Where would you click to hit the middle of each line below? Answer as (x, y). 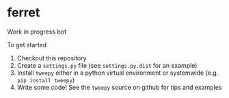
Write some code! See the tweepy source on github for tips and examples (119, 87)
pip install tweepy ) (46, 79)
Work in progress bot (37, 32)
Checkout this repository (52, 58)
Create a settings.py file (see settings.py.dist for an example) (107, 65)
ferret (24, 13)
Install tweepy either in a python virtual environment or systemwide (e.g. (118, 73)
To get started (27, 45)
